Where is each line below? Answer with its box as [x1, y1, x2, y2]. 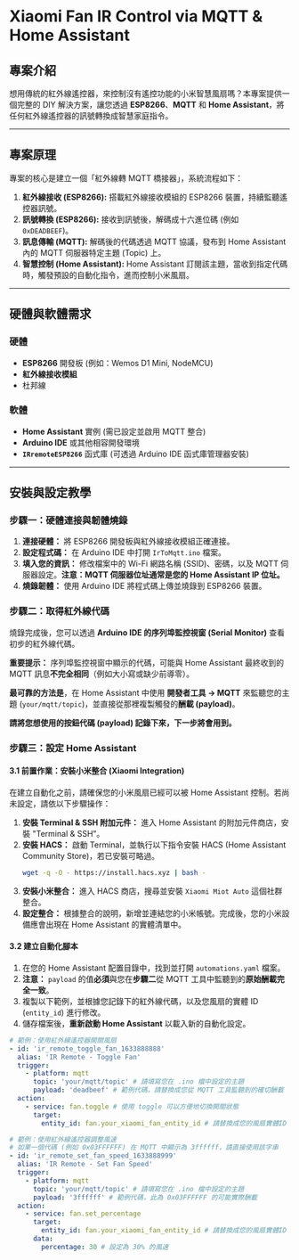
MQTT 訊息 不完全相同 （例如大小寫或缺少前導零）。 [9, 668, 194, 679]
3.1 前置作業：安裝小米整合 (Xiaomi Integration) [9, 765, 185, 776]
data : [32, 1234, 53, 1244]
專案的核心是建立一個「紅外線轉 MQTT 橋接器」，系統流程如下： [9, 172, 243, 184]
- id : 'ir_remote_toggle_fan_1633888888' [9, 1044, 166, 1053]
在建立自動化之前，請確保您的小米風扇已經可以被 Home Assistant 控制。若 [9, 787, 282, 798]
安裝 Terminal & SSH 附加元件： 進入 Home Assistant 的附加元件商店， [21, 817, 282, 828]
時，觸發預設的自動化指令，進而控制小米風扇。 [21, 269, 194, 280]
